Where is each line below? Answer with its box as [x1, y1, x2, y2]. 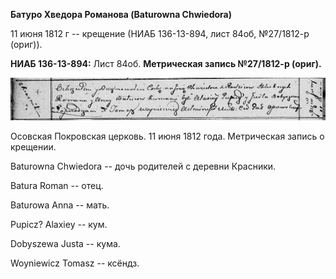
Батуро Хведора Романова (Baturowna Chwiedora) [10, 9, 233, 20]
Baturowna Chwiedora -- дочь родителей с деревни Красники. [10, 160, 277, 172]
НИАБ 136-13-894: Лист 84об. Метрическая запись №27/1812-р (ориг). [10, 58, 322, 69]
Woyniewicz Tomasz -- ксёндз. [10, 257, 140, 269]
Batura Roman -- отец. [10, 179, 104, 191]
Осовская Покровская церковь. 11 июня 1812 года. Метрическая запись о [10, 130, 325, 142]
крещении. [10, 140, 57, 153]
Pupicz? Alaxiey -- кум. [10, 218, 108, 230]
